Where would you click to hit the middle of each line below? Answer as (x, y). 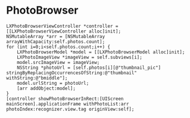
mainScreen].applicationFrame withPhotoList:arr (68, 104)
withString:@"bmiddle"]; (37, 78)
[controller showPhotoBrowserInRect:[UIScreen (65, 98)
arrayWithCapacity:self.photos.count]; (56, 42)
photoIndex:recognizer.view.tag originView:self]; (70, 109)
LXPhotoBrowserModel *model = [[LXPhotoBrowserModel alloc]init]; (101, 52)
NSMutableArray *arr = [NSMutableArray (56, 36)
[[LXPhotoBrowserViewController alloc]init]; (63, 31)
